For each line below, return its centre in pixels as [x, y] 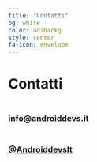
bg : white [24, 23]
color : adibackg [35, 30]
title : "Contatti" [38, 15]
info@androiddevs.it [48, 119]
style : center [32, 38]
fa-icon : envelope [38, 45]
